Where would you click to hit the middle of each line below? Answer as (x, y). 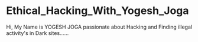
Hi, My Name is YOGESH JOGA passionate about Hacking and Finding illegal (99, 27)
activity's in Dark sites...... (38, 33)
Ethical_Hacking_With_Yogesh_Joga (98, 11)
